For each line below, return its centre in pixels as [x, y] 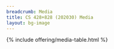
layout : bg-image [28, 23]
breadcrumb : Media [29, 12]
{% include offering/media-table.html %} [57, 40]
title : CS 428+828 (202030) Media [50, 17]
